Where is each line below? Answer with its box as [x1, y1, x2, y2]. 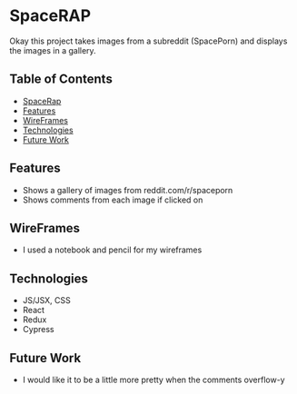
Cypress [22, 324, 54, 335]
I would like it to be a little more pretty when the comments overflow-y [22, 374, 285, 385]
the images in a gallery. [9, 44, 97, 55]
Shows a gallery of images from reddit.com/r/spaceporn [22, 184, 233, 195]
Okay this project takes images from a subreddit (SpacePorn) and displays [9, 35, 288, 46]
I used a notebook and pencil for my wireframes [22, 244, 203, 255]
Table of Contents [9, 72, 114, 87]
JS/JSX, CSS [22, 295, 71, 306]
